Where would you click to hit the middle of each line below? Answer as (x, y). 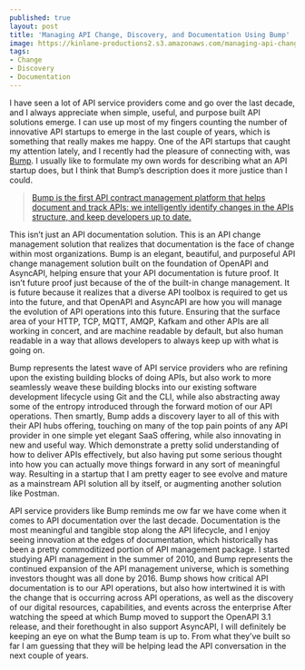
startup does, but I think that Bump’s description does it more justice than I (148, 170)
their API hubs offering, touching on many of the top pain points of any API (149, 425)
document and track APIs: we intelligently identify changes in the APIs (162, 207)
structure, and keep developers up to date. (112, 217)
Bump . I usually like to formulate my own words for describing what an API (148, 161)
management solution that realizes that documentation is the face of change (152, 244)
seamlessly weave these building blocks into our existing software (133, 387)
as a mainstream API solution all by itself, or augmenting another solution (145, 483)
